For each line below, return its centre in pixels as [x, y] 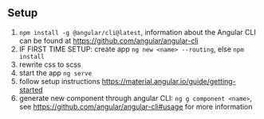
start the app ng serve [55, 73]
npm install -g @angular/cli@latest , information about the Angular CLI [137, 32]
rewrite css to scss [50, 64]
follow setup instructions [59, 81]
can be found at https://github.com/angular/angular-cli [108, 40]
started [31, 90]
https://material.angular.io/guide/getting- [169, 81]
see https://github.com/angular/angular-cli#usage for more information [136, 106]
